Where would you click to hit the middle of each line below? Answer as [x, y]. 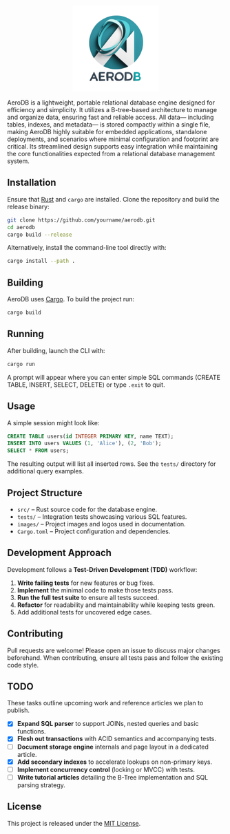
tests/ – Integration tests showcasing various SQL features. [102, 516]
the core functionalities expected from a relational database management [111, 154]
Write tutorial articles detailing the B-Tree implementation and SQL [113, 777]
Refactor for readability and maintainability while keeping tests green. [116, 605]
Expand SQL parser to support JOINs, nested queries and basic [108, 724]
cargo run [21, 364]
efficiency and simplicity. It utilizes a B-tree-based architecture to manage [112, 110]
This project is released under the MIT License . [74, 823]
